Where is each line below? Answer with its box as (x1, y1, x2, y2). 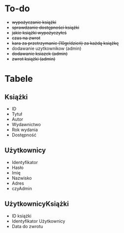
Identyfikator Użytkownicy (11, 218, 65, 224)
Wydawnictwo (11, 121, 41, 127)
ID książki (11, 213, 31, 219)
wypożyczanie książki (11, 19, 57, 25)
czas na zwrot (11, 35, 40, 41)
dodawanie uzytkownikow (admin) (11, 45, 82, 51)
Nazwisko (11, 175, 32, 181)
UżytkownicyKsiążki (4, 200, 69, 208)
